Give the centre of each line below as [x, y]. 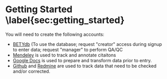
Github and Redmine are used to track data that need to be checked [85, 66]
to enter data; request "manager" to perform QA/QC [68, 49]
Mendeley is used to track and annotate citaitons [64, 55]
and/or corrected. [31, 71]
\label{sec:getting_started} [65, 20]
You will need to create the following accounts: [55, 34]
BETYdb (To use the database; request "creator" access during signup [87, 44]
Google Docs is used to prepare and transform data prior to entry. [82, 60]
